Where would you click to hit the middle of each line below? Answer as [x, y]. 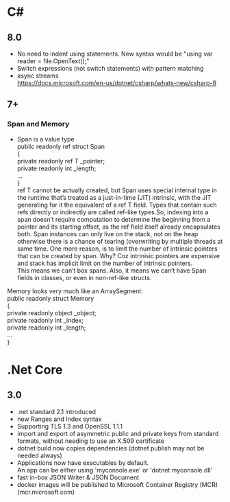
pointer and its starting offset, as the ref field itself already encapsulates [119, 227]
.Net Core [35, 370]
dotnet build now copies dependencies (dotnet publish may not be [111, 448]
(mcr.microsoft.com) [46, 492]
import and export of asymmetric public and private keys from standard [118, 433]
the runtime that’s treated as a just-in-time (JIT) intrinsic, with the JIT [114, 197]
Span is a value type [46, 139]
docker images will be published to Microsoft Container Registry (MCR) [117, 484]
